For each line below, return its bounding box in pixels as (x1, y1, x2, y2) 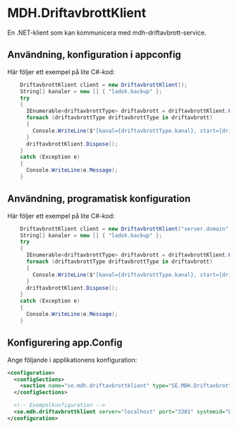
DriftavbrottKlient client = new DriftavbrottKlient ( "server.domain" (20, 225, 229, 233)
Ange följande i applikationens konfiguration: (7, 355, 138, 364)
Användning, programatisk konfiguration (7, 193, 191, 205)
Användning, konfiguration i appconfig (7, 49, 181, 61)
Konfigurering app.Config (7, 337, 123, 349)
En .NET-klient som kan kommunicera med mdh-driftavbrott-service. (7, 28, 207, 37)
